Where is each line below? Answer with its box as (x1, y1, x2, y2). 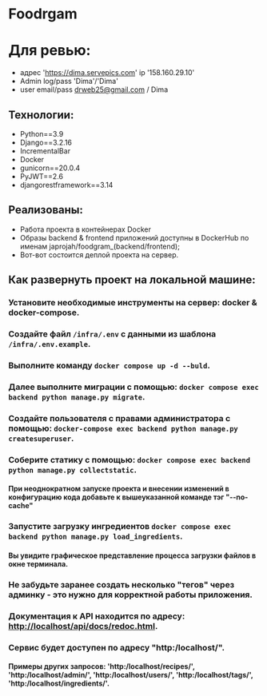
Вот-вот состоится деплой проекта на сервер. (19, 249, 179, 260)
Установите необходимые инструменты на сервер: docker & (8, 297, 257, 308)
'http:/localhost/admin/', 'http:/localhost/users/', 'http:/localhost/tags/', (8, 670, 253, 680)
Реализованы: (8, 203, 84, 217)
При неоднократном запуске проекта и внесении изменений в (8, 484, 229, 494)
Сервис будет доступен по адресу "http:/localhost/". (8, 642, 225, 653)
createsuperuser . (8, 432, 74, 443)
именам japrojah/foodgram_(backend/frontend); (19, 241, 180, 251)
